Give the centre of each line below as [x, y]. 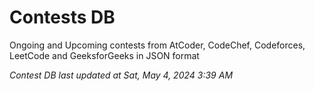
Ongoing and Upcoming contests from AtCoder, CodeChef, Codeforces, [157, 45]
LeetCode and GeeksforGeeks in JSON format [104, 55]
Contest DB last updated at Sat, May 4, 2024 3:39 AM [121, 75]
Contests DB [62, 17]
